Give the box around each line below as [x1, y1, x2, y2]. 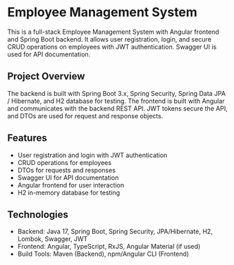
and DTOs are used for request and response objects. [7, 111, 164, 120]
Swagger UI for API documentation [17, 173, 119, 182]
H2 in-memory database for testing [17, 188, 121, 197]
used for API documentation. [7, 50, 91, 58]
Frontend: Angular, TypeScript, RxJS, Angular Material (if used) [17, 242, 201, 251]
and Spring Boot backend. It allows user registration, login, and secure [7, 35, 211, 43]
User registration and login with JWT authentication [17, 151, 168, 159]
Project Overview [7, 70, 85, 82]
